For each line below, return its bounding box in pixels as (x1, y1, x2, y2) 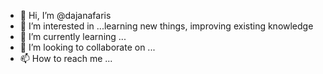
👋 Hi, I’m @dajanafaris (19, 10, 112, 21)
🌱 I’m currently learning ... (19, 31, 127, 42)
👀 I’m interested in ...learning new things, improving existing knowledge (19, 20, 314, 32)
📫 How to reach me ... (19, 53, 113, 64)
